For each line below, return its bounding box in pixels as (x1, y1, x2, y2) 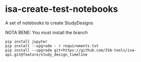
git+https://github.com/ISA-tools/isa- (54, 48, 137, 53)
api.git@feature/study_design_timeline (5, 52, 88, 57)
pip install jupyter (5, 39, 48, 44)
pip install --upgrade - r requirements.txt (5, 43, 99, 48)
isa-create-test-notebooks (5, 3, 118, 15)
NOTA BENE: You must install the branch (5, 29, 88, 35)
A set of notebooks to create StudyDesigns (5, 20, 93, 26)
